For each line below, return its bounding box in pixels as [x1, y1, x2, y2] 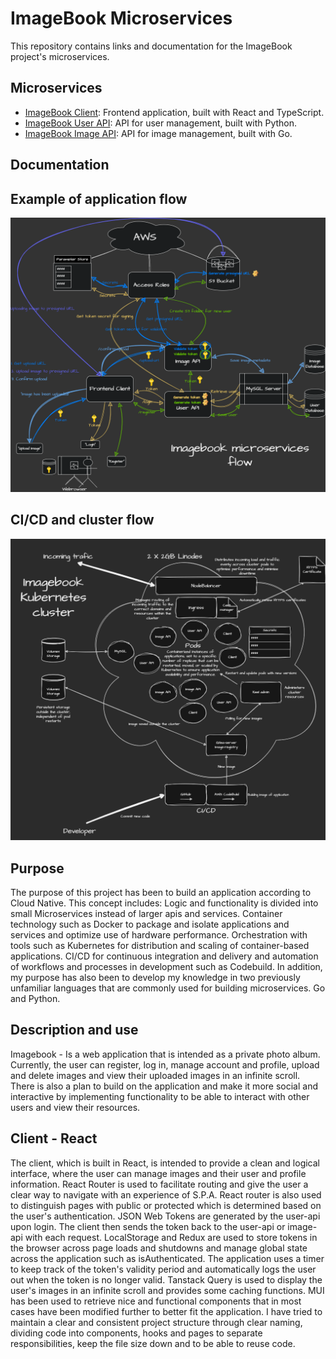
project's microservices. [10, 50, 110, 62]
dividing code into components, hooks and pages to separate [10, 1327, 263, 1339]
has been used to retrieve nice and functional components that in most [10, 1295, 302, 1307]
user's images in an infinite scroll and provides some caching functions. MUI [10, 1284, 325, 1296]
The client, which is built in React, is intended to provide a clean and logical [10, 1157, 320, 1169]
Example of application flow [10, 190, 188, 207]
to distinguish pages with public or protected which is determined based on [10, 1199, 322, 1211]
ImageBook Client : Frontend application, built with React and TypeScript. [24, 106, 325, 118]
